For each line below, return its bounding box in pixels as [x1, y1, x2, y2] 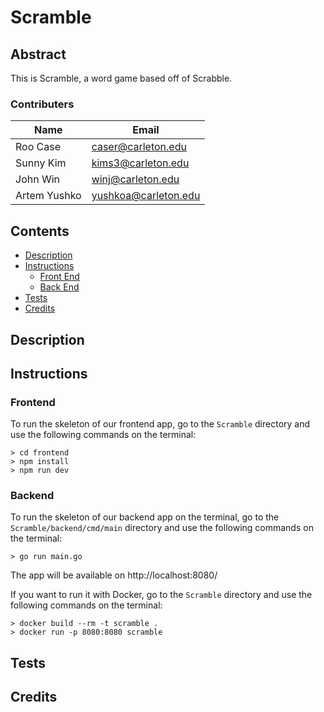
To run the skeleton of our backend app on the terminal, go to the [10, 511, 280, 523]
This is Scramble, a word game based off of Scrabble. [10, 72, 233, 84]
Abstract [10, 46, 67, 63]
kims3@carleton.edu [91, 156, 190, 170]
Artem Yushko [15, 189, 82, 203]
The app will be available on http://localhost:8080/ [10, 569, 218, 581]
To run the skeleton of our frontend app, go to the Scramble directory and [10, 418, 311, 430]
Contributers [10, 97, 75, 111]
